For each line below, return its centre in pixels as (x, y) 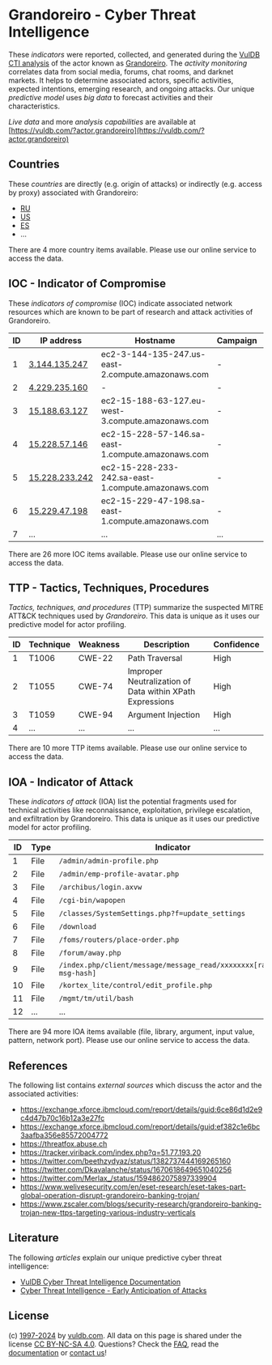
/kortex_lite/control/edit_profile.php (136, 986)
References (38, 1066)
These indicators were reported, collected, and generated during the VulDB (134, 54)
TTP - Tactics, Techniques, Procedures (109, 588)
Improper (145, 672)
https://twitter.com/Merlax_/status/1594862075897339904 (118, 1178)
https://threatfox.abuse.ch (64, 1144)
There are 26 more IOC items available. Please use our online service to (128, 554)
